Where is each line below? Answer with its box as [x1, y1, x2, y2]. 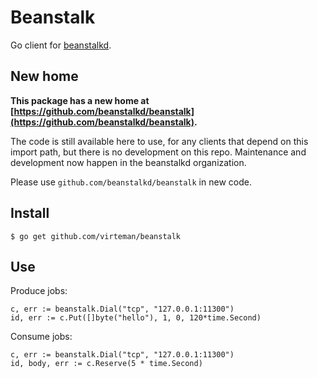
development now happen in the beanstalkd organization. [10, 156, 247, 168]
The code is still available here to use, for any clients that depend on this [10, 135, 309, 147]
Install [10, 205, 50, 222]
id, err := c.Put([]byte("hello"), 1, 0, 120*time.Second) [10, 313, 262, 323]
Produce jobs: [10, 285, 68, 297]
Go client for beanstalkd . [10, 39, 112, 51]
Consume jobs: [10, 331, 73, 343]
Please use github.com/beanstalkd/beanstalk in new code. [10, 176, 252, 188]
